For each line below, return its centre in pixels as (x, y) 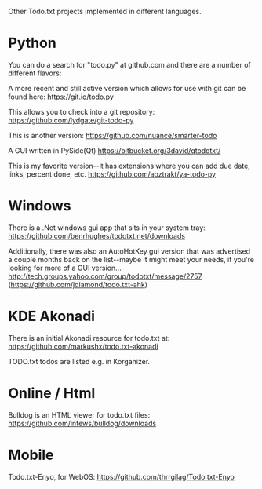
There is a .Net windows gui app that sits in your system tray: (107, 228)
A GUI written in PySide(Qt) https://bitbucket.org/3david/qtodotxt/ (115, 150)
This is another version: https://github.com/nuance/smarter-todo (113, 135)
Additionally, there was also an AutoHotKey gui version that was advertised (129, 251)
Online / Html (52, 393)
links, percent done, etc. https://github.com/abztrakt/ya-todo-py (112, 174)
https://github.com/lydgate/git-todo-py (71, 120)
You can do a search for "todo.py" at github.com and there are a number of (129, 64)
